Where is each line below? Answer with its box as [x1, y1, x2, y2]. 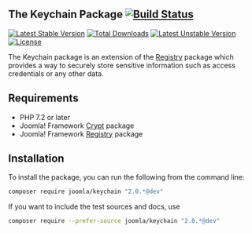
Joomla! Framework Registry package [19, 129, 143, 138]
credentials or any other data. [8, 68, 104, 78]
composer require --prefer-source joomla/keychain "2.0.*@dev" [8, 217, 220, 225]
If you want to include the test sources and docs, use [8, 202, 180, 212]
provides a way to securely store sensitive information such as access [8, 60, 236, 70]
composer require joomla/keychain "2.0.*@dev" [8, 187, 164, 196]
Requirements [8, 92, 79, 105]
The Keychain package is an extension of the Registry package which [8, 52, 234, 61]
